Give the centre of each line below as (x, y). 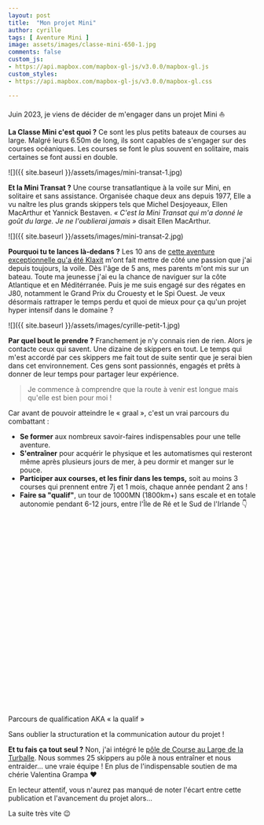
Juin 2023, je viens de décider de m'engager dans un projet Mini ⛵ (117, 114)
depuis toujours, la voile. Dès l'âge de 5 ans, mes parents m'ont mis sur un (128, 268)
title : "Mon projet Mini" (52, 23)
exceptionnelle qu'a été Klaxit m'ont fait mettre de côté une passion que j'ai (130, 260)
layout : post (29, 15)
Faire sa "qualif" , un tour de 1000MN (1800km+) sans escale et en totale (137, 495)
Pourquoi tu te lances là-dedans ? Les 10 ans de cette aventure (112, 251)
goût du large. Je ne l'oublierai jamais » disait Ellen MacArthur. (110, 220)
